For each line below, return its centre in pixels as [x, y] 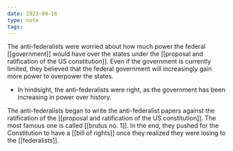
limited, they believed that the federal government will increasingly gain [110, 69]
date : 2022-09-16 [32, 14]
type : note [23, 20]
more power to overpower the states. [60, 76]
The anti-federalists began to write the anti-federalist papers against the [111, 111]
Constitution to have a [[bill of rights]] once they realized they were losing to [116, 133]
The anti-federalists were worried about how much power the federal [106, 47]
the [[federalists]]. [33, 141]
